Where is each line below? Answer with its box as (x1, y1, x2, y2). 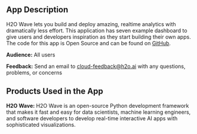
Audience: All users (6, 51, 56, 58)
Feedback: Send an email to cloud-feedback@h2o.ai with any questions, (6, 63, 186, 70)
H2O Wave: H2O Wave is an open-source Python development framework (6, 102, 189, 109)
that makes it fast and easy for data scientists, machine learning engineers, (6, 108, 191, 116)
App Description (6, 5, 69, 15)
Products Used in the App (6, 86, 103, 96)
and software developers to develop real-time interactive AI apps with (6, 114, 178, 121)
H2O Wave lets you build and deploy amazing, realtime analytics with (6, 20, 176, 27)
